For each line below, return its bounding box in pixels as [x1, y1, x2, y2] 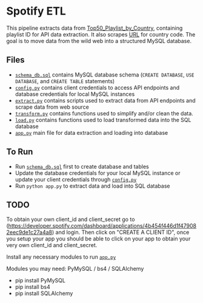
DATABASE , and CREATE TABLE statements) [15, 77, 115, 84]
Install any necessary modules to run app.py [6, 253, 116, 260]
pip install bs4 [15, 284, 50, 291]
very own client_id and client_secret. [6, 242, 98, 249]
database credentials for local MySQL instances [15, 90, 135, 98]
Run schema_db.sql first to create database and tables [15, 163, 150, 170]
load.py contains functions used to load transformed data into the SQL [15, 116, 191, 123]
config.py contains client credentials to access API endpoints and [15, 84, 180, 91]
